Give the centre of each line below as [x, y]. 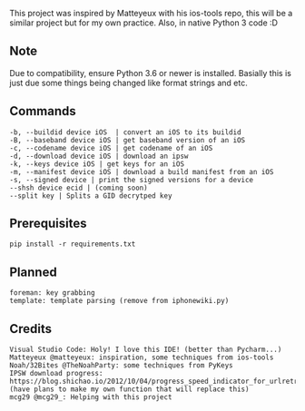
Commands [43, 111]
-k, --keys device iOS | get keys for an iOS [97, 164]
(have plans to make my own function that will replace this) [129, 389]
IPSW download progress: [56, 374]
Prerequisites [48, 224]
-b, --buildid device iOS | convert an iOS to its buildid [126, 132]
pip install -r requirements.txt [73, 244]
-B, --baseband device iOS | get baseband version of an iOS [128, 140]
